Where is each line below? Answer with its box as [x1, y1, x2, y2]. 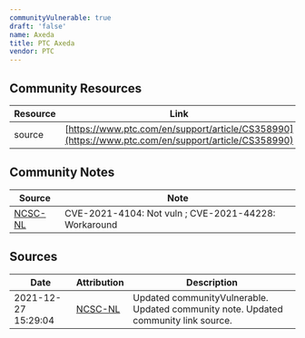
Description [185, 275, 239, 288]
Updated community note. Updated [133, 303, 283, 315]
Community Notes [9, 165, 115, 180]
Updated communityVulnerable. [133, 291, 270, 304]
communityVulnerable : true [9, 13, 112, 23]
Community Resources [9, 81, 143, 96]
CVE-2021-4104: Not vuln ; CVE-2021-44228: [64, 207, 276, 219]
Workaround [64, 218, 118, 231]
